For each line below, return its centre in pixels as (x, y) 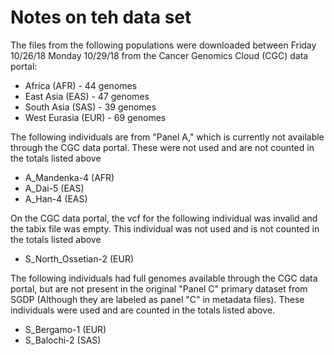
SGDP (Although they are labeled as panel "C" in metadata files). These (157, 299)
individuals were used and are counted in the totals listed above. (143, 310)
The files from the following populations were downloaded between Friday (163, 45)
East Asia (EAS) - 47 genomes (87, 96)
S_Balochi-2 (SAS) (63, 340)
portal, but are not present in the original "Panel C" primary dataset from (159, 288)
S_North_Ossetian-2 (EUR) (79, 258)
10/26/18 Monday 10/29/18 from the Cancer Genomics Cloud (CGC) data (159, 55)
